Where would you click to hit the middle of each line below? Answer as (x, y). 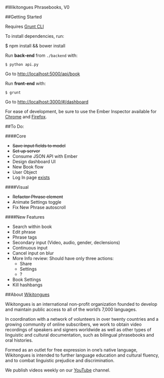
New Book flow (28, 167)
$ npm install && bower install (35, 46)
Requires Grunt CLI (25, 26)
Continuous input (30, 248)
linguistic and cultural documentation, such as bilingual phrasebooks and (80, 335)
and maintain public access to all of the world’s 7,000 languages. (71, 309)
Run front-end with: (26, 83)
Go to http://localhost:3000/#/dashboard (47, 102)
